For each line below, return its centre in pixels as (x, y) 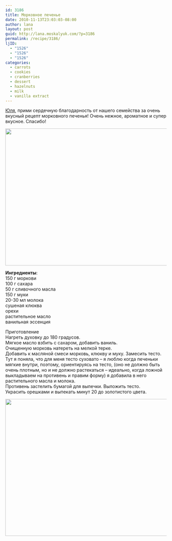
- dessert (20, 82)
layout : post (19, 29)
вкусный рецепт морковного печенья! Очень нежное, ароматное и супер (86, 116)
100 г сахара (19, 284)
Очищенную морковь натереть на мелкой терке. (59, 348)
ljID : (11, 44)
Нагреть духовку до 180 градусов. (43, 337)
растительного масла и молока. (40, 381)
